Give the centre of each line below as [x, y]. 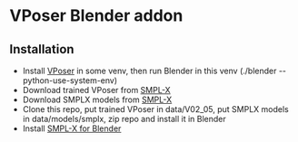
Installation [42, 49]
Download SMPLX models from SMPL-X [97, 99]
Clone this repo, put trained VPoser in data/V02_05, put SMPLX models [155, 109]
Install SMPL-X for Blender [72, 128]
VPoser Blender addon [96, 16]
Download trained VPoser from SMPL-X [96, 90]
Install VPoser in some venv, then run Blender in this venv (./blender [149, 71]
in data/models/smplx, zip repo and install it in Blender [124, 119]
